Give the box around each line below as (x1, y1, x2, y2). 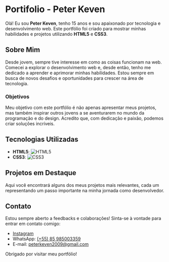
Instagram (12, 231, 34, 237)
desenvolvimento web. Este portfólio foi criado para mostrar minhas (5, 25, 146, 31)
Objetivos (5, 93, 30, 100)
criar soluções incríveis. (5, 121, 55, 127)
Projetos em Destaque (5, 169, 77, 177)
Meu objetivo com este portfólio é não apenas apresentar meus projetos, (5, 104, 156, 111)
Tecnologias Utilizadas (5, 135, 79, 144)
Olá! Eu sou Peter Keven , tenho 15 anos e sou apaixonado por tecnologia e (5, 20, 161, 26)
